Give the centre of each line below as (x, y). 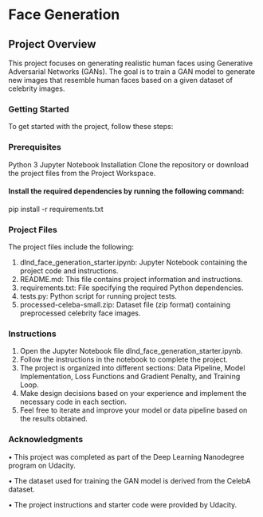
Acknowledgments (46, 440)
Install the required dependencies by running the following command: (126, 191)
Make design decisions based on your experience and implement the (133, 394)
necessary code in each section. (73, 402)
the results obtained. (53, 419)
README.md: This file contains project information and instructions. (131, 280)
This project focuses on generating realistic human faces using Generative (131, 63)
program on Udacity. (42, 465)
